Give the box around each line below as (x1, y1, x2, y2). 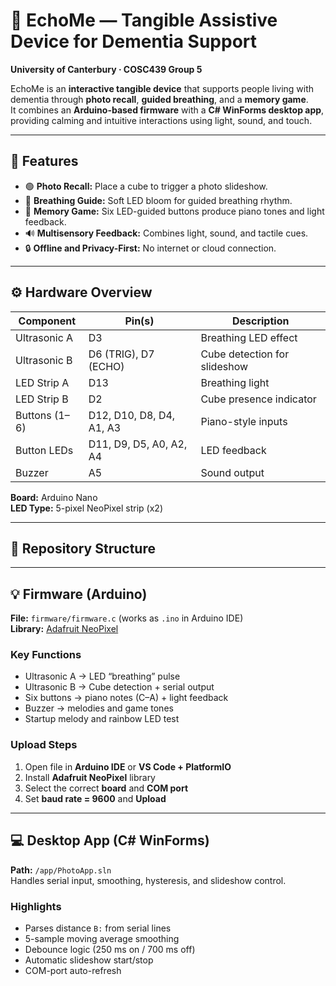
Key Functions (10, 648, 82, 662)
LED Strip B (15, 392, 69, 406)
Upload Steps (10, 738, 78, 752)
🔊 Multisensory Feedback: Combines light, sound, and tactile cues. (24, 227, 309, 239)
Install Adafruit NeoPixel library (24, 771, 156, 783)
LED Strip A (15, 375, 70, 389)
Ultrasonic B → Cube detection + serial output (24, 681, 215, 693)
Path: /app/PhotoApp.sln (10, 864, 112, 876)
